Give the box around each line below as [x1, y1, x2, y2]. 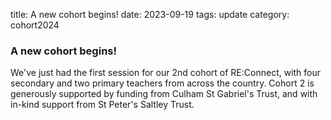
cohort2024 [10, 19, 60, 31]
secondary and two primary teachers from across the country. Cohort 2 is [10, 77, 315, 89]
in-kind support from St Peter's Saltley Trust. [10, 99, 195, 111]
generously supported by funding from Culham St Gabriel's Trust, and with [10, 88, 318, 100]
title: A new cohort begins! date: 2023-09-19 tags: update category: [10, 9, 290, 20]
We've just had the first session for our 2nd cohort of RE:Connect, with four [10, 67, 322, 79]
